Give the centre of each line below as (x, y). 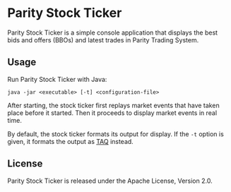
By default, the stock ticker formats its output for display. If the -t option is (115, 134)
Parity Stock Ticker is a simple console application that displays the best (112, 32)
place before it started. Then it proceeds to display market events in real (112, 113)
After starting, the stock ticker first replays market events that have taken (114, 105)
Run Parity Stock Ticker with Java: (57, 79)
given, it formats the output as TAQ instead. (71, 141)
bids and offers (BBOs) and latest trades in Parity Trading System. (103, 40)
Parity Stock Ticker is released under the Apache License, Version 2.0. (110, 181)
